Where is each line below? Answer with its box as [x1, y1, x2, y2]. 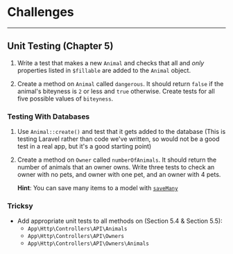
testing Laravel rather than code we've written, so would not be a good [17, 135, 220, 143]
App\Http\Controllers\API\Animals [27, 226, 128, 232]
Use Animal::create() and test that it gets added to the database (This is [17, 128, 226, 136]
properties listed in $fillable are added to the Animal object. [17, 66, 191, 74]
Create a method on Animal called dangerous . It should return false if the [17, 79, 224, 87]
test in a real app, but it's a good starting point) [17, 142, 152, 151]
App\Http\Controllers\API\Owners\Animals [27, 240, 149, 247]
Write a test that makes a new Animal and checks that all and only [17, 58, 205, 67]
